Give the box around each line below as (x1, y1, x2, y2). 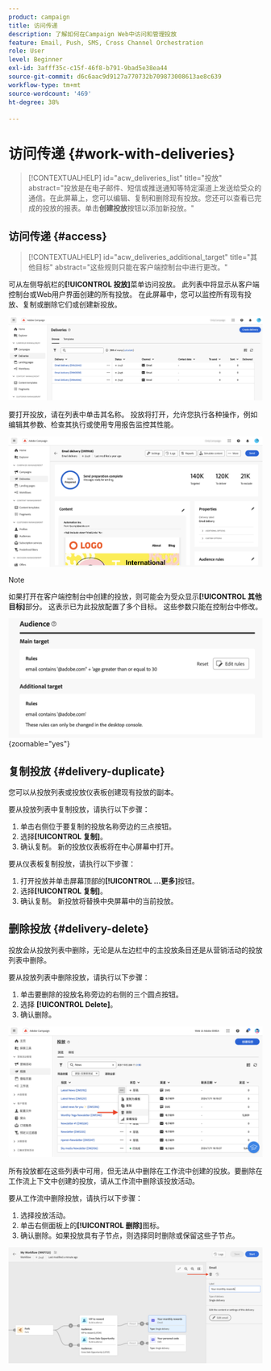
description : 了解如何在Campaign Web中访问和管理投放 (8, 30, 177, 38)
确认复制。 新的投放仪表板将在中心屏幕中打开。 (19, 842, 178, 851)
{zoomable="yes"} (8, 739, 70, 749)
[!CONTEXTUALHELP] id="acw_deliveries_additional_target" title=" (27, 253, 251, 261)
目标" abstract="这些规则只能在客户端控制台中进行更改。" (35, 262, 228, 272)
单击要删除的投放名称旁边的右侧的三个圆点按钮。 (19, 989, 183, 999)
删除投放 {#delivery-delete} (8, 922, 149, 936)
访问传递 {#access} (8, 229, 107, 243)
